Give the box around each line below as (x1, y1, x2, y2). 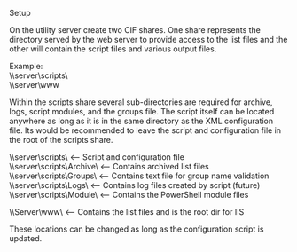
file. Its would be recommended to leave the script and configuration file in (9, 125, 282, 136)
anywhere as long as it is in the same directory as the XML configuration (9, 115, 273, 126)
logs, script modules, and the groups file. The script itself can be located (9, 106, 275, 116)
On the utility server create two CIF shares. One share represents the (9, 25, 262, 35)
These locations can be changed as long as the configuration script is (9, 224, 264, 234)
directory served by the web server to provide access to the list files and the (9, 35, 288, 44)
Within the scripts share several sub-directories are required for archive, (9, 97, 273, 107)
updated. (9, 233, 43, 243)
